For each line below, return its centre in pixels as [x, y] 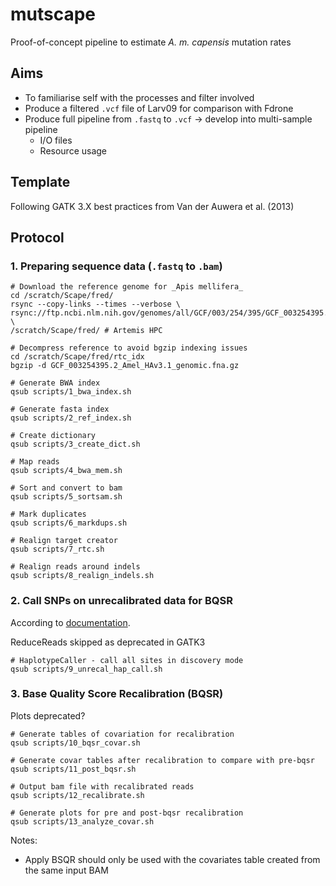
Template [40, 182]
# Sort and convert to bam [66, 488]
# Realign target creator [64, 541]
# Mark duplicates [48, 514]
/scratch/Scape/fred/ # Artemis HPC [86, 331]
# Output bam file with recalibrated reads [102, 786]
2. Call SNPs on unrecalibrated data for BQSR [121, 601]
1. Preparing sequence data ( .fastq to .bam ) [116, 266]
